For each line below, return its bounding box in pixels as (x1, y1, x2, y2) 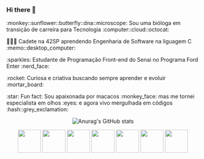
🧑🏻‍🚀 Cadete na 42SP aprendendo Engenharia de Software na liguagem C (6, 38, 192, 45)
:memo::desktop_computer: (6, 44, 76, 51)
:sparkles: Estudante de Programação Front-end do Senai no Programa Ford (6, 56, 198, 64)
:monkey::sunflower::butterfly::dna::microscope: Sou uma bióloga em (6, 20, 181, 27)
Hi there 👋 (6, 6, 37, 14)
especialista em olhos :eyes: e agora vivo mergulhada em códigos (6, 99, 173, 106)
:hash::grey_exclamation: (6, 106, 69, 113)
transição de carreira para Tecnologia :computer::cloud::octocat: (6, 26, 170, 33)
